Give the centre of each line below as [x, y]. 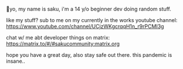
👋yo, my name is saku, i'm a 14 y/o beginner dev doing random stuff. [89, 9]
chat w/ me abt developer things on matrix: [58, 37]
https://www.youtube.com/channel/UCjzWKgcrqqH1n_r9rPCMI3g [85, 26]
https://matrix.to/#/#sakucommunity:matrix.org [63, 44]
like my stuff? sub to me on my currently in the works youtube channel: [92, 20]
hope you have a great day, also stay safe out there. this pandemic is [89, 55]
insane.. [16, 61]
